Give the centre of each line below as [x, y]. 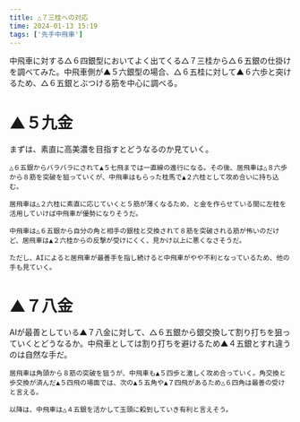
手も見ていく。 [33, 268]
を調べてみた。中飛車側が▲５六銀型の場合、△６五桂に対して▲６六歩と [142, 72]
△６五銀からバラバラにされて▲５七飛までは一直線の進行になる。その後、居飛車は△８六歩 [149, 168]
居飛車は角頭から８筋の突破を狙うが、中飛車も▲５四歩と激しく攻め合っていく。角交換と [148, 374]
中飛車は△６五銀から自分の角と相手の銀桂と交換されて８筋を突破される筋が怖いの [138, 231]
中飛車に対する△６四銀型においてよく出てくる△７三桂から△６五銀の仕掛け [150, 61]
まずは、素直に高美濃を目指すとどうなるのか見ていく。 [111, 150]
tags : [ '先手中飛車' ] [46, 34]
